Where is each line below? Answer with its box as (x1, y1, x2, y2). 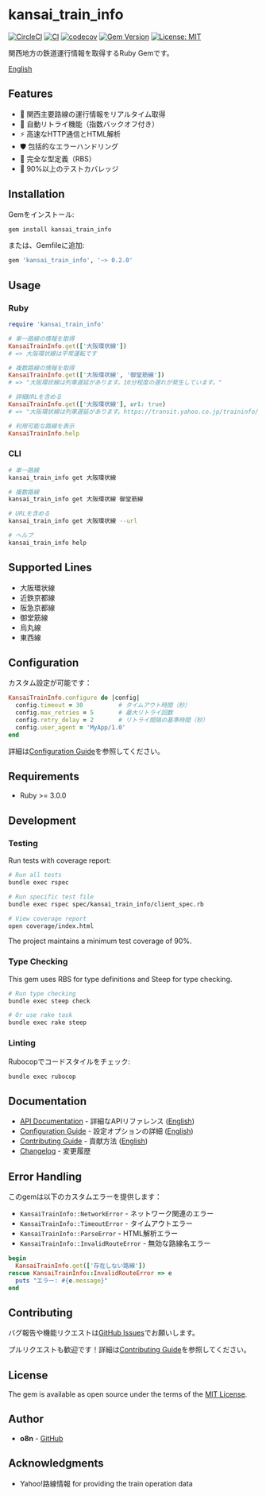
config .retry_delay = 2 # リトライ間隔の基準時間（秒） (15, 717, 209, 725)
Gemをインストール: (8, 209, 75, 219)
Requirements (8, 770, 79, 783)
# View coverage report (8, 914, 87, 922)
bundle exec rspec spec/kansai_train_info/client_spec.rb (8, 900, 204, 908)
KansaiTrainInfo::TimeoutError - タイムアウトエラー (19, 1219, 193, 1228)
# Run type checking (8, 989, 77, 998)
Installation (8, 187, 65, 201)
